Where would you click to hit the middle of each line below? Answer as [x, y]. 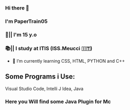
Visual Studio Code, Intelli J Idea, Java [44, 89]
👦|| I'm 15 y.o [21, 34]
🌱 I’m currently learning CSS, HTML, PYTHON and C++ [68, 61]
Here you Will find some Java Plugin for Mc [58, 102]
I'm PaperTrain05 [27, 21]
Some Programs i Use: [40, 77]
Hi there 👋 [17, 8]
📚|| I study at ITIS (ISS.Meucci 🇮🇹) [49, 48]
